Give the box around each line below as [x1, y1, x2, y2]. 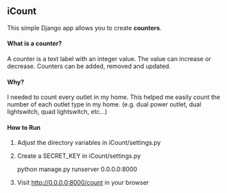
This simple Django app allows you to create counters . [7, 23, 163, 32]
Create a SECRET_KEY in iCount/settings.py [16, 152, 141, 160]
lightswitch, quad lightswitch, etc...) [7, 108, 108, 116]
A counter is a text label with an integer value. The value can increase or [7, 55, 211, 63]
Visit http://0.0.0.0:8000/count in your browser [16, 179, 150, 187]
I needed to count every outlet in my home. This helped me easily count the [7, 93, 221, 102]
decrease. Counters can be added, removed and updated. [7, 62, 171, 71]
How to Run [7, 123, 41, 131]
